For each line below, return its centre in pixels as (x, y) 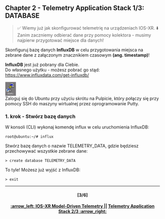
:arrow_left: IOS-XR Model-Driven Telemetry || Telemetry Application (82, 206)
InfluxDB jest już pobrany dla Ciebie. (42, 64)
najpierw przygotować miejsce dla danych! (60, 40)
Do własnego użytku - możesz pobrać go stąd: (53, 70)
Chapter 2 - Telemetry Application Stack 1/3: (75, 8)
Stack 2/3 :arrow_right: (82, 212)
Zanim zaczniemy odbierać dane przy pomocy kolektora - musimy (84, 35)
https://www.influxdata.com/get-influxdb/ (47, 75)
